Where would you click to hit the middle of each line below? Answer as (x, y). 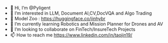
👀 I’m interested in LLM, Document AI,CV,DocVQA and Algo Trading (81, 13)
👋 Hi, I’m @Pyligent (30, 8)
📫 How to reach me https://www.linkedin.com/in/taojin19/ (71, 35)
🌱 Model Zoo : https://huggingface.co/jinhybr (58, 18)
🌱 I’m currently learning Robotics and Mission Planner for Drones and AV (87, 24)
